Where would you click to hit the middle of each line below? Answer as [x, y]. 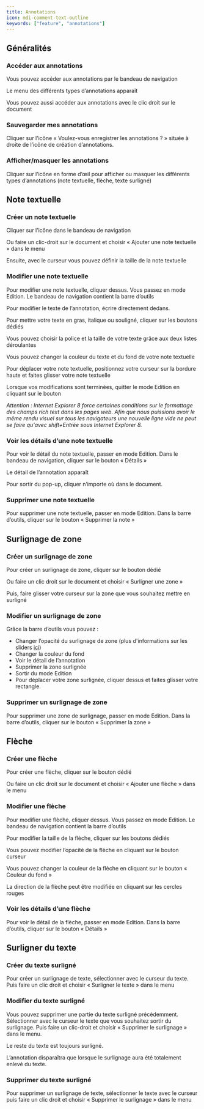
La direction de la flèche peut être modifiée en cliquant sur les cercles [94, 886]
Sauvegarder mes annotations [52, 125]
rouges [15, 893]
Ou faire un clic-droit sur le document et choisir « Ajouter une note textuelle [101, 242]
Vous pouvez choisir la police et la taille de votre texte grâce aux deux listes [102, 338]
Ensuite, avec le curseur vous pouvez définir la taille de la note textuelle [97, 261]
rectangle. [28, 686]
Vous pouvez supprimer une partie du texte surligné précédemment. [93, 1014]
